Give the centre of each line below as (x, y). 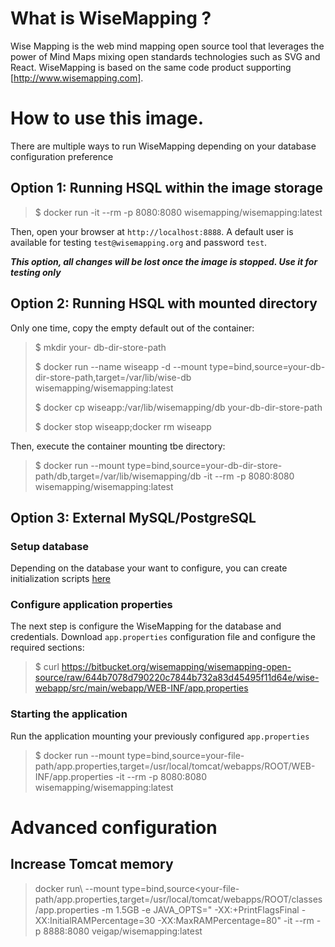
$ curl (47, 667)
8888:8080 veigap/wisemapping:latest (123, 931)
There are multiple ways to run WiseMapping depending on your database (163, 146)
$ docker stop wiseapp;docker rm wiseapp (123, 426)
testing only (36, 272)
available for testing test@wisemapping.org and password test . (139, 242)
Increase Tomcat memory (92, 864)
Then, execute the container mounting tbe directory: (118, 446)
